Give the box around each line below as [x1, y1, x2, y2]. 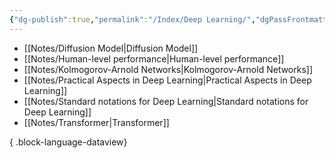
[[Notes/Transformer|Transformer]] [23, 116, 170, 128]
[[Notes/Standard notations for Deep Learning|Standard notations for [23, 95, 309, 107]
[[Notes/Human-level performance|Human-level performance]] [23, 52, 285, 65]
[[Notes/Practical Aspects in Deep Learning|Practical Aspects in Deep [23, 74, 312, 86]
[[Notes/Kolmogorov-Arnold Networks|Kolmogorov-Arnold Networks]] [23, 63, 314, 75]
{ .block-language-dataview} [9, 136, 128, 148]
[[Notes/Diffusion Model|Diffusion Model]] [23, 42, 199, 54]
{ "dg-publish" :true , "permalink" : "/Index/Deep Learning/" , [9, 14, 256, 25]
